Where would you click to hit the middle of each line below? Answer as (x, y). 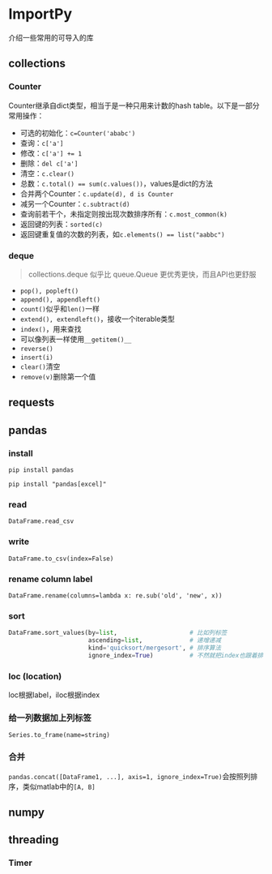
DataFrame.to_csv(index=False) (61, 559)
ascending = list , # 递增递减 (154, 641)
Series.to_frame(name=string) (59, 735)
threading (34, 840)
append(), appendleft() (60, 300)
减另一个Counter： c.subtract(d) (75, 204)
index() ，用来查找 (51, 328)
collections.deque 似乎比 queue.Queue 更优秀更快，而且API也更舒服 (142, 274)
